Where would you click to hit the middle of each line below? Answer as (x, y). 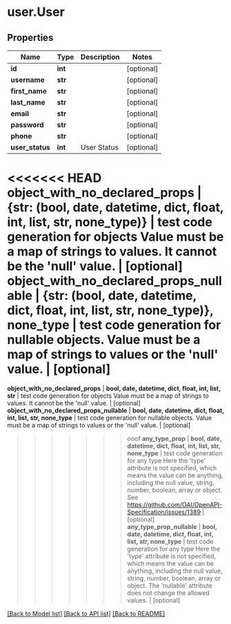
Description (100, 57)
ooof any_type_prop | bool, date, (174, 438)
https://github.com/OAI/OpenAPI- (175, 504)
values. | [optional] (154, 600)
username (28, 80)
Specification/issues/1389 (164, 512)
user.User (36, 12)
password (27, 125)
